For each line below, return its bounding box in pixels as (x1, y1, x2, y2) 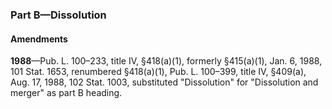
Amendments (10, 33, 68, 45)
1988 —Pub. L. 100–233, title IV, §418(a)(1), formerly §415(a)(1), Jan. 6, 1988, (10, 55, 323, 67)
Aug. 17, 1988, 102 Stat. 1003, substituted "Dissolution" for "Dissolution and (10, 76, 319, 88)
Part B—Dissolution (10, 8, 107, 22)
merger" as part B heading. (10, 87, 123, 99)
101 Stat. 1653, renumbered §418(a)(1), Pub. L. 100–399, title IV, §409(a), (10, 66, 307, 78)
